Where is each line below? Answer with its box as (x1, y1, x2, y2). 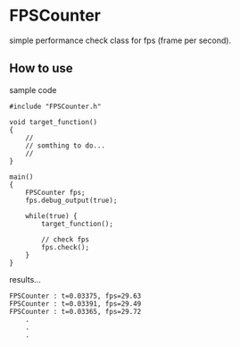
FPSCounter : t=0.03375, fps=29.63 (9, 292, 142, 300)
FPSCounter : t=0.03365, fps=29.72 (9, 307, 142, 316)
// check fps (41, 234, 90, 244)
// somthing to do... (25, 140, 105, 150)
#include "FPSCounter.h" (9, 102, 102, 111)
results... (9, 274, 42, 284)
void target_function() (9, 117, 98, 126)
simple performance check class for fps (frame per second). (9, 35, 232, 46)
